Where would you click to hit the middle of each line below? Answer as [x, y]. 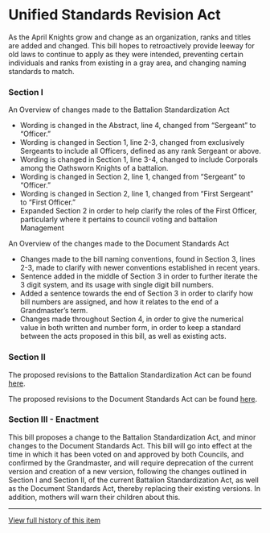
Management [42, 228]
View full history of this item [55, 520]
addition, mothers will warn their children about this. [94, 497]
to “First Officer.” [48, 202]
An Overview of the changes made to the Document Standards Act [119, 244]
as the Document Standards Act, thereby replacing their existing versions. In [135, 488]
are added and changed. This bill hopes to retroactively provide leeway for [131, 45]
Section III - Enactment [53, 419]
